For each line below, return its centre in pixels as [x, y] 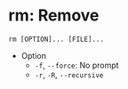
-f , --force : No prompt [76, 65]
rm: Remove [54, 16]
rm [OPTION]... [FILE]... [56, 39]
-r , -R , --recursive [69, 74]
